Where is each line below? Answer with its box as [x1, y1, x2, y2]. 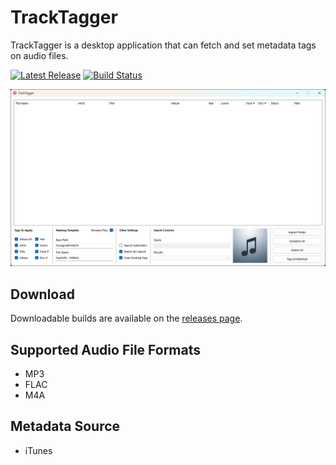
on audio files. [10, 49, 69, 61]
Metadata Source [10, 418, 121, 435]
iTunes [24, 444, 53, 456]
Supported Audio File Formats [10, 341, 202, 358]
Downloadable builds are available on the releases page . [10, 312, 243, 325]
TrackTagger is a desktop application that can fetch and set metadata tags [10, 39, 317, 51]
